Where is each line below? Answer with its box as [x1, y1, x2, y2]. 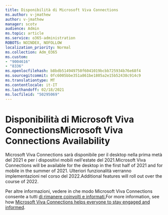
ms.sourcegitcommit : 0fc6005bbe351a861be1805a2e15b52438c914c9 [5, 73, 141, 78]
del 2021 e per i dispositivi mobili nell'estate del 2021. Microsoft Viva [5, 157, 146, 163]
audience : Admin [5, 26, 39, 31]
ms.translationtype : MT [5, 78, 55, 83]
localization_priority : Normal [5, 45, 71, 50]
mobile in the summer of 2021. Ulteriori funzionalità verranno [5, 168, 132, 174]
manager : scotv [5, 21, 37, 27]
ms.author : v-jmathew [5, 12, 51, 17]
